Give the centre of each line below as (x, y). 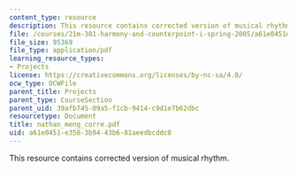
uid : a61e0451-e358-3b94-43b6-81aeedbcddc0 (91, 133)
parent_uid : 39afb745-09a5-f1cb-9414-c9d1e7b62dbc (104, 108)
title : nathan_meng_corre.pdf (65, 125)
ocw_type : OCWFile (43, 83)
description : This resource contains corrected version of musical (136, 26)
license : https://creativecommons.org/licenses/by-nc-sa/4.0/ (126, 75)
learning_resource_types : (57, 59)
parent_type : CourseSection (61, 100)
